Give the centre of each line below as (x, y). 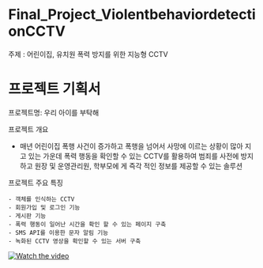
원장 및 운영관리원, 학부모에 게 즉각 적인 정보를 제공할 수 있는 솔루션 (139, 166)
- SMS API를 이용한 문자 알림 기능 (58, 232)
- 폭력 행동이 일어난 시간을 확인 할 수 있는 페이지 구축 (87, 224)
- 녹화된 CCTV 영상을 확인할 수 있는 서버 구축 (75, 241)
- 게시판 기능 (27, 216)
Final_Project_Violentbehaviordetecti (132, 15)
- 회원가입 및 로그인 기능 (44, 207)
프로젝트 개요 (28, 129)
